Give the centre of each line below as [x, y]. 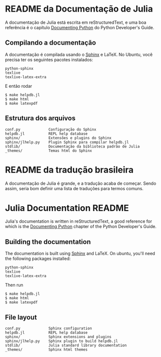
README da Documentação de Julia [79, 9]
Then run [14, 285]
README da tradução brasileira [69, 170]
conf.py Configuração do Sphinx [51, 130]
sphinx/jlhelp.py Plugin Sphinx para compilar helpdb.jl [67, 142]
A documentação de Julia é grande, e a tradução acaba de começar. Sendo [81, 183]
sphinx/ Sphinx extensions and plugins [58, 337]
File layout [21, 317]
